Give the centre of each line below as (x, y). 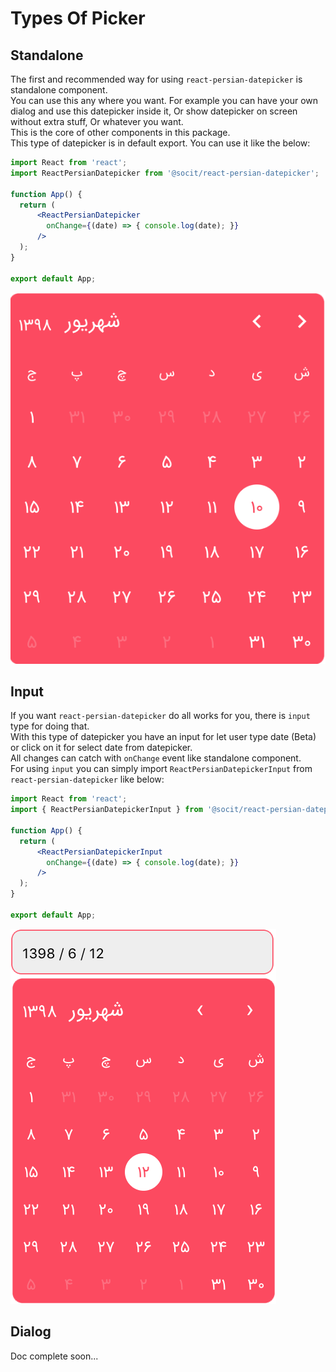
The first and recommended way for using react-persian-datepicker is (156, 79)
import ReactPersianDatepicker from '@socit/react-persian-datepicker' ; (165, 173)
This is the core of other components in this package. (120, 132)
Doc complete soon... (54, 1356)
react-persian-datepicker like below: (87, 779)
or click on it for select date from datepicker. (101, 748)
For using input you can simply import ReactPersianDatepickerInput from (161, 769)
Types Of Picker (78, 18)
